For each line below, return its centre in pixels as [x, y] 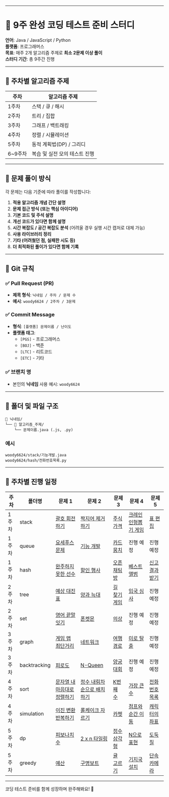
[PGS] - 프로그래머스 [40, 339]
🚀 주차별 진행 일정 [31, 482]
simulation [32, 713]
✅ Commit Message [30, 315]
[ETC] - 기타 [32, 358]
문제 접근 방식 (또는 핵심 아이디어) [45, 209]
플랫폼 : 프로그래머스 [25, 46]
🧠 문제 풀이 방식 [28, 179]
